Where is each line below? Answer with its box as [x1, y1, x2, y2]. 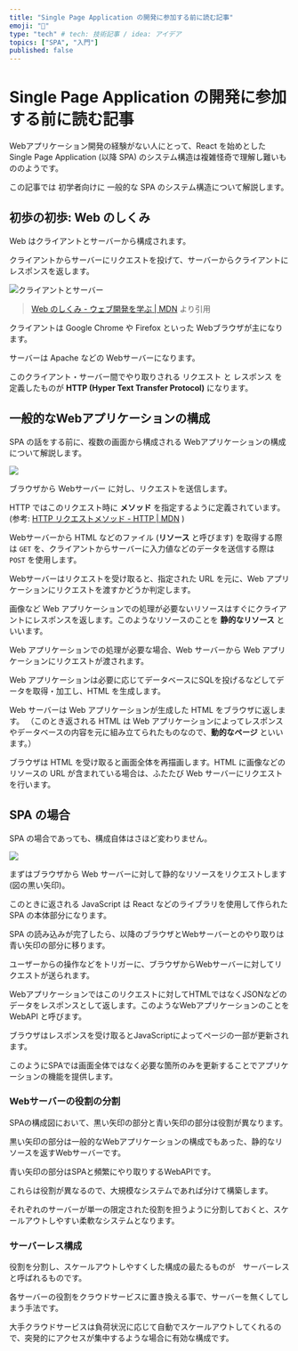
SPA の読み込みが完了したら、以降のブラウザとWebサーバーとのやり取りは [9, 928, 285, 939]
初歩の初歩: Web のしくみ [9, 210, 151, 225]
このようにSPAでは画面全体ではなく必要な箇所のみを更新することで [9, 1060, 258, 1071]
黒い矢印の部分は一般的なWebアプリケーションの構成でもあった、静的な [9, 1136, 276, 1146]
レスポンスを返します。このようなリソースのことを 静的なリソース [32, 614, 275, 625]
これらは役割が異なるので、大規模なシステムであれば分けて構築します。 [9, 1185, 273, 1195]
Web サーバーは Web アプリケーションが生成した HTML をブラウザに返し [9, 704, 278, 715]
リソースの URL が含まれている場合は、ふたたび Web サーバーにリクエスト [9, 767, 283, 779]
